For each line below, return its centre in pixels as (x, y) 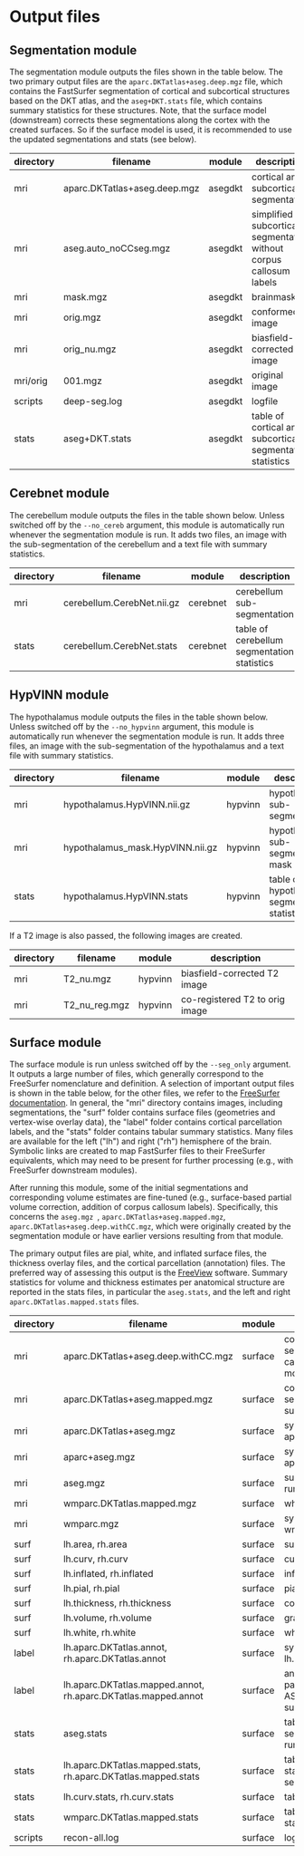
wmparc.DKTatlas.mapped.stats (131, 1817)
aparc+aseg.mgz (99, 1457)
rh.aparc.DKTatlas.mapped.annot (133, 1696)
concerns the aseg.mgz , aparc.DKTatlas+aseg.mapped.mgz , (118, 1217)
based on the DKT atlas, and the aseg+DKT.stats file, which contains (136, 101)
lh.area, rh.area (95, 1544)
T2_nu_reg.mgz (96, 1005)
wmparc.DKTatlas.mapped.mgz (130, 1503)
